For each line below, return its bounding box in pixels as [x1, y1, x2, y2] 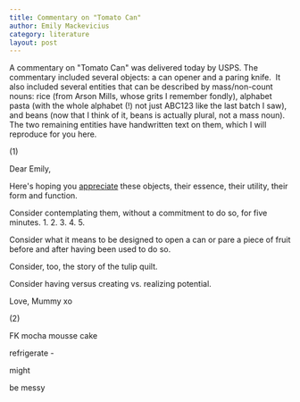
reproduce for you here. [9, 129, 97, 139]
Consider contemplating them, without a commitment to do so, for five [9, 207, 268, 219]
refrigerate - [9, 348, 55, 358]
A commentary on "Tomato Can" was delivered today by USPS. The [9, 63, 259, 73]
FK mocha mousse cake [9, 331, 98, 341]
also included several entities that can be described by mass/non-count [9, 81, 274, 92]
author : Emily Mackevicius [9, 21, 110, 30]
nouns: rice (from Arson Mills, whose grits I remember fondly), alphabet [9, 91, 272, 102]
